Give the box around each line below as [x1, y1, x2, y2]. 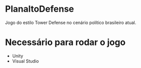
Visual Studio [12, 58, 39, 64]
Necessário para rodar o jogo [5, 37, 126, 48]
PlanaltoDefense [5, 3, 74, 15]
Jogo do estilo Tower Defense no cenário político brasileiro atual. [5, 20, 136, 25]
